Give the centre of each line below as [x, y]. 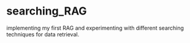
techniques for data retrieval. [43, 34]
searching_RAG [47, 11]
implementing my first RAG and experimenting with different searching [95, 28]
